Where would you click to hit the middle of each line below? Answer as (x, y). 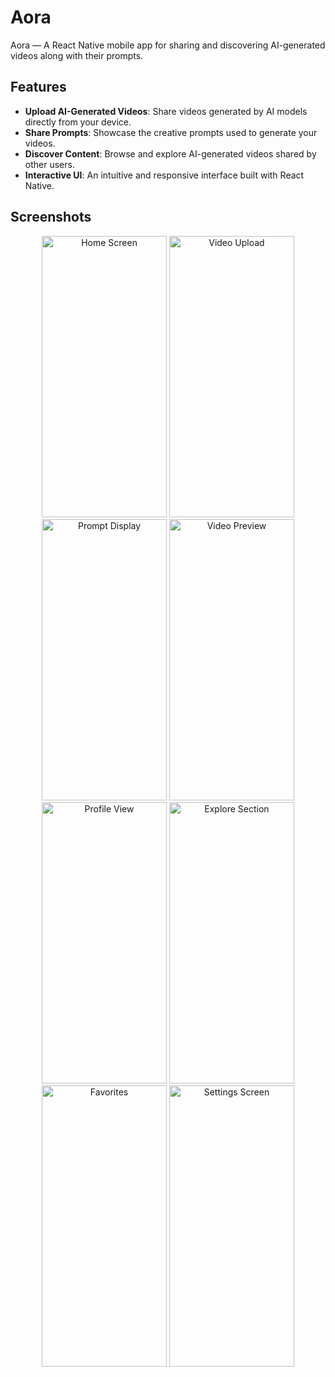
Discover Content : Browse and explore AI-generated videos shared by (170, 153)
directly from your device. (78, 122)
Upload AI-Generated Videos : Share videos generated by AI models (166, 111)
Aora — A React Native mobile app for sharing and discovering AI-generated (168, 45)
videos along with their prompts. (77, 55)
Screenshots (51, 217)
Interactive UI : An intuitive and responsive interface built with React (164, 175)
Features (38, 87)
